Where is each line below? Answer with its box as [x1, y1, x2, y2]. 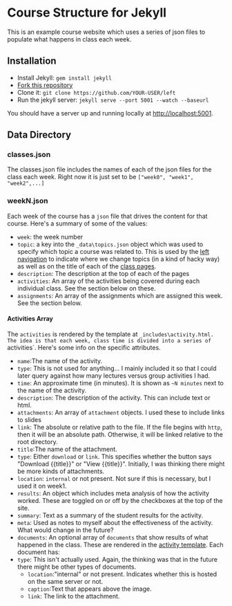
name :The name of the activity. [17, 356, 103, 365]
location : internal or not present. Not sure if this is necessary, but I [17, 474, 211, 482]
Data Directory [7, 129, 71, 141]
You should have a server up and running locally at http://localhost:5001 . [7, 109, 213, 117]
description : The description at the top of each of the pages [17, 269, 190, 277]
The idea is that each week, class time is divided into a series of [7, 337, 212, 344]
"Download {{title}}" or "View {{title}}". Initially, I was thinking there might [17, 459, 225, 468]
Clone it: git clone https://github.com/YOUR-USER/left [17, 88, 176, 96]
